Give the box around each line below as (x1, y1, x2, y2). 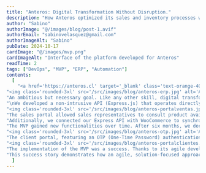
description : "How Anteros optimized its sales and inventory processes (6, 15, 196, 21)
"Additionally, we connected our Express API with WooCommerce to (6, 117, 180, 123)
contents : (6, 72, 32, 78)
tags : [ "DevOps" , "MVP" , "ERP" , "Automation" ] (6, 66, 128, 72)
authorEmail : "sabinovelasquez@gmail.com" (6, 32, 116, 38)
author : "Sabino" (6, 20, 51, 26)
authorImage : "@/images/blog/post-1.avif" (6, 26, 116, 33)
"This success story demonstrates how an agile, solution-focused (6, 152, 180, 158)
